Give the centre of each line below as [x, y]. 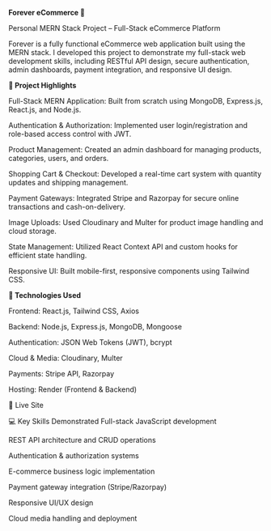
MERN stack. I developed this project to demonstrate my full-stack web [127, 52]
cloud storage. [32, 231]
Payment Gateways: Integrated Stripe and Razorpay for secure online [124, 198]
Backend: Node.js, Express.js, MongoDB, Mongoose [95, 327]
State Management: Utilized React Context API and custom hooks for [123, 246]
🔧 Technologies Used [45, 295]
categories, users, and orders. [59, 158]
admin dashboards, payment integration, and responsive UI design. [120, 70]
